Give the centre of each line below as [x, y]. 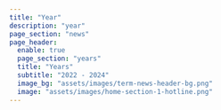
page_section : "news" [49, 34]
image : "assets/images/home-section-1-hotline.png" [115, 91]
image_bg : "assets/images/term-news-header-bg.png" [115, 83]
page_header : [33, 42]
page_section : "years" [59, 59]
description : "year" [48, 26]
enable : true [41, 51]
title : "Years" [45, 67]
